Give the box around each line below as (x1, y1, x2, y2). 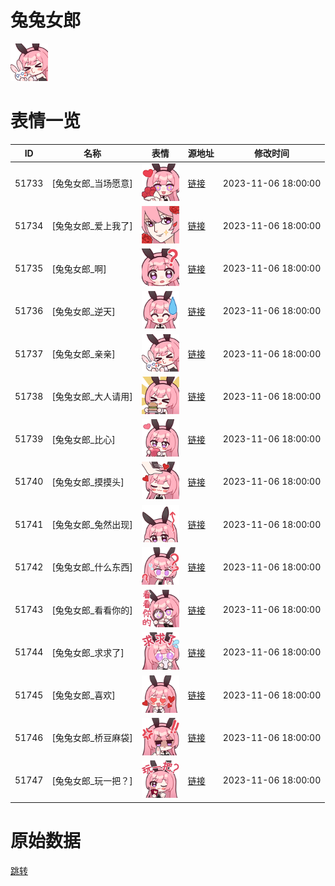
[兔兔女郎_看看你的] (51, 604, 133, 616)
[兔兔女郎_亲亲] (51, 348, 116, 360)
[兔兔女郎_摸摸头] (51, 476, 125, 488)
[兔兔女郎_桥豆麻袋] (51, 732, 133, 744)
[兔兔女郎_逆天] (51, 305, 116, 317)
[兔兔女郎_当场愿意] (51, 177, 133, 190)
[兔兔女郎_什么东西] (51, 561, 133, 573)
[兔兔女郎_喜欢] (51, 689, 116, 701)
